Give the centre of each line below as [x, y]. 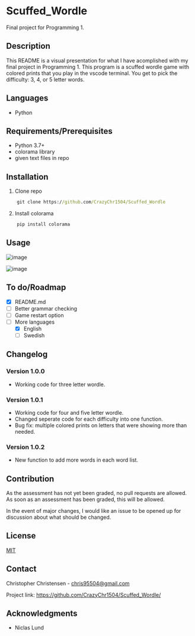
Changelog [27, 354]
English [33, 328]
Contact [21, 569]
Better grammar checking [46, 308]
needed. [25, 431]
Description [28, 46]
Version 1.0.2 [25, 447]
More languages [35, 322]
